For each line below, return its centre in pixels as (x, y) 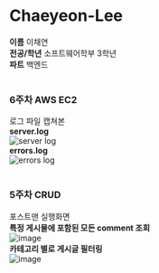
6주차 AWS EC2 (43, 99)
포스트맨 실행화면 (40, 216)
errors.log (28, 151)
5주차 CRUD (35, 195)
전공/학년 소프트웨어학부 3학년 (63, 53)
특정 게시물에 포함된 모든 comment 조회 (80, 228)
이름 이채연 (29, 42)
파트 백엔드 (29, 64)
